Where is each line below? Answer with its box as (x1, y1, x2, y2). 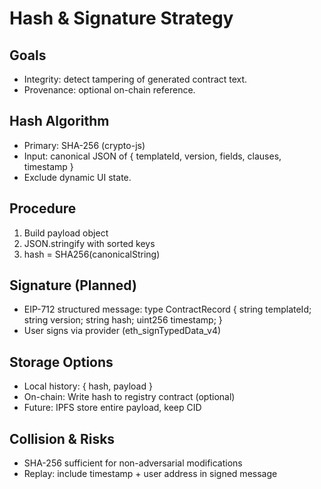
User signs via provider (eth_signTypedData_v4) (23, 325, 222, 337)
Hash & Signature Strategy (9, 7, 234, 30)
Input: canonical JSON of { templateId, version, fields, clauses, (23, 150, 282, 162)
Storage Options (9, 353, 114, 371)
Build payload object (23, 227, 109, 239)
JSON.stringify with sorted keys (23, 237, 156, 249)
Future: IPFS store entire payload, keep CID (23, 402, 202, 414)
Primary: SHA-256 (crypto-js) (23, 139, 146, 151)
